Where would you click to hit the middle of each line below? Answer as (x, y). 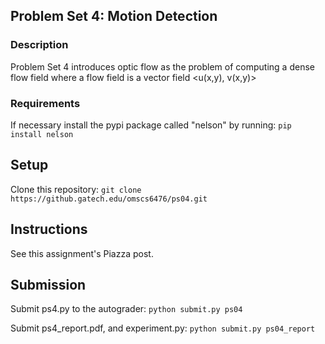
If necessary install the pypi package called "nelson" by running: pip (151, 125)
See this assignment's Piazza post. (82, 253)
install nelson (42, 134)
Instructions (49, 229)
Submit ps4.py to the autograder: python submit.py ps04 (126, 309)
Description (39, 45)
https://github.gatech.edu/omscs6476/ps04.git (109, 199)
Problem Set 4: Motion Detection (114, 16)
